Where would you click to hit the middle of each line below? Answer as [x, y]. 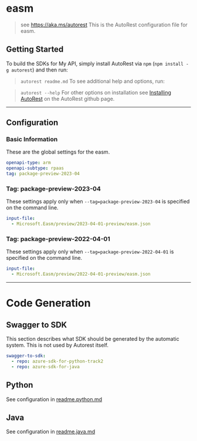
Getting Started [35, 50]
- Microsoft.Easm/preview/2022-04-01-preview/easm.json [81, 274]
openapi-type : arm [28, 163]
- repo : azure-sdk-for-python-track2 [57, 362]
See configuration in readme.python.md [54, 399]
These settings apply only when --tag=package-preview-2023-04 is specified [98, 202]
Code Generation [48, 303]
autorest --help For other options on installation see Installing [96, 92]
